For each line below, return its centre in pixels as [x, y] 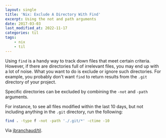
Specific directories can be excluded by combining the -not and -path [77, 91]
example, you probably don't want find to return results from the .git [76, 76]
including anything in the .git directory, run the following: [64, 112]
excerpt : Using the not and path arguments [51, 19]
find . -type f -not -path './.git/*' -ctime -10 [57, 121]
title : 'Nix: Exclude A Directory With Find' [53, 14]
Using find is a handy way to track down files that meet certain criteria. [78, 61]
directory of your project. [31, 82]
